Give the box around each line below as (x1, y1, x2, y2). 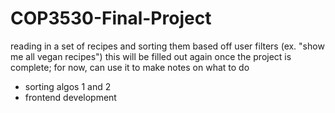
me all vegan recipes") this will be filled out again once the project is (10, 50, 292, 62)
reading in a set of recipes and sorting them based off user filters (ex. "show (10, 40, 325, 52)
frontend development (24, 91, 117, 103)
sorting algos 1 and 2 (24, 80, 112, 92)
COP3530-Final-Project (10, 7, 212, 30)
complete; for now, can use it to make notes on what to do (10, 61, 250, 73)
